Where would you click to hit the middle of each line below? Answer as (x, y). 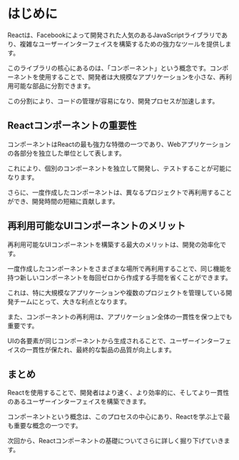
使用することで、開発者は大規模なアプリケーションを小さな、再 (132, 77)
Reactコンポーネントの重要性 (72, 126)
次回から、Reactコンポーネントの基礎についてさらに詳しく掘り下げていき (116, 441)
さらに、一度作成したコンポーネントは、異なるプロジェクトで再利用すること (120, 192)
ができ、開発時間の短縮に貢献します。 (63, 201)
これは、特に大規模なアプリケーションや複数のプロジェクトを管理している (117, 292)
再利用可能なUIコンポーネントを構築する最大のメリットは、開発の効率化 (114, 244)
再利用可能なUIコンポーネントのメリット (97, 226)
